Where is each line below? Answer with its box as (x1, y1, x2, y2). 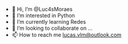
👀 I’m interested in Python (11, 12, 76, 19)
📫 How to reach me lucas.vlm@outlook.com (11, 32, 122, 38)
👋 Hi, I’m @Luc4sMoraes (11, 6, 73, 12)
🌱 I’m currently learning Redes (11, 18, 86, 25)
